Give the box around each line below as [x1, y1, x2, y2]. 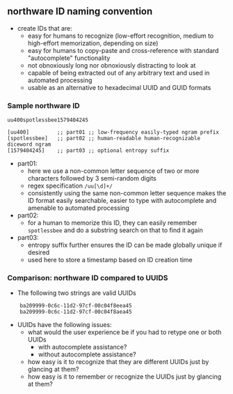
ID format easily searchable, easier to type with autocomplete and [27, 197, 217, 205]
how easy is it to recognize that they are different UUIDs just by [27, 358, 209, 366]
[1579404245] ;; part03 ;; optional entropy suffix [7, 147, 170, 154]
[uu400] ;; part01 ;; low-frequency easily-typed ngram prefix [7, 129, 219, 136]
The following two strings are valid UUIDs [17, 289, 137, 297]
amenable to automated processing [27, 204, 130, 212]
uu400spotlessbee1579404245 [7, 116, 89, 124]
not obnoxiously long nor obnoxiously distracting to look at [27, 61, 196, 69]
